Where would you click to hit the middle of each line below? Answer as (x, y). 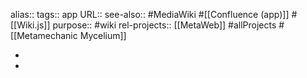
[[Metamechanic (44, 35)
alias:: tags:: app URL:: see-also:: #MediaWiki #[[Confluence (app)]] (150, 14)
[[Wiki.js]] (30, 25)
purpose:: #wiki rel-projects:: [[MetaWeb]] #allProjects (164, 25)
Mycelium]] (103, 35)
